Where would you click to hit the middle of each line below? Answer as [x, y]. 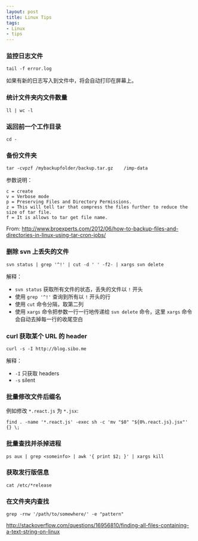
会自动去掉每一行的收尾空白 [49, 319]
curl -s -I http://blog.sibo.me [46, 349]
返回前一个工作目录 [34, 126]
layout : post [22, 12]
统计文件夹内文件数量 [37, 98]
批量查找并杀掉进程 [34, 443]
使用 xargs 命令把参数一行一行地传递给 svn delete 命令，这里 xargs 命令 [103, 311]
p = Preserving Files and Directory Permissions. [69, 202]
